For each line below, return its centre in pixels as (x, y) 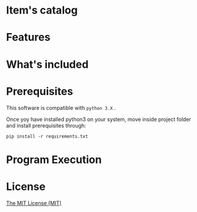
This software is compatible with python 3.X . (61, 107)
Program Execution (54, 159)
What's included (47, 64)
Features (28, 37)
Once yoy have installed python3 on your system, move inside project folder (99, 119)
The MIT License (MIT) (34, 203)
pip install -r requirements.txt (47, 136)
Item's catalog (42, 10)
